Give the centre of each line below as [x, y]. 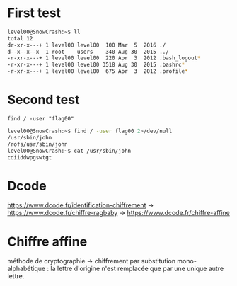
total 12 [20, 38]
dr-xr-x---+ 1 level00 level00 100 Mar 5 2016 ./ [87, 45]
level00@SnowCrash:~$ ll [44, 32]
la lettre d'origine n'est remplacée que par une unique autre [137, 269]
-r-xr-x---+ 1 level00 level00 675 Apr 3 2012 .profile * [98, 71]
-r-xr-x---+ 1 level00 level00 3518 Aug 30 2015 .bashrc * [96, 65]
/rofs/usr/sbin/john [38, 144]
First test [34, 13]
